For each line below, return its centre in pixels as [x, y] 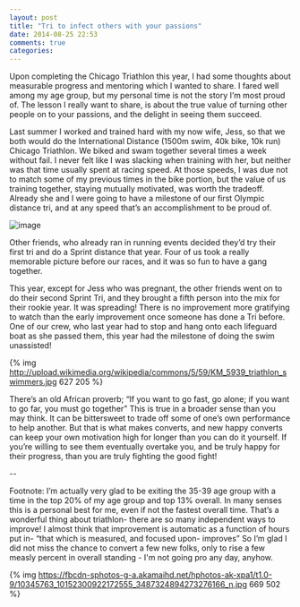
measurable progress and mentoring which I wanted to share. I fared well [144, 86]
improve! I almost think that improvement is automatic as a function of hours [150, 529]
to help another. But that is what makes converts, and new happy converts [146, 428]
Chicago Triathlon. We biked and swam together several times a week [138, 151]
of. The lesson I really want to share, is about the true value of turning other [149, 105]
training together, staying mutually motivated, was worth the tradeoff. [137, 189]
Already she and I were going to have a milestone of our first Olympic [137, 199]
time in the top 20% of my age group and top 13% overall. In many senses [146, 500]
